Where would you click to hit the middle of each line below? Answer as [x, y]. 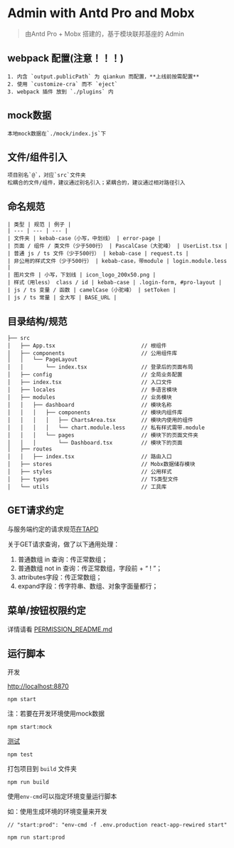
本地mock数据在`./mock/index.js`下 [57, 133]
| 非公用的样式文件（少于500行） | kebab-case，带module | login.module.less [117, 262]
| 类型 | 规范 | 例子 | [39, 225]
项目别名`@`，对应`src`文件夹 [47, 175]
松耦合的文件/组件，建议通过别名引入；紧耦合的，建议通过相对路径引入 [96, 183]
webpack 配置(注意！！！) [66, 58]
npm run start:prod [36, 838]
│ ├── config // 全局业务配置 [95, 375]
